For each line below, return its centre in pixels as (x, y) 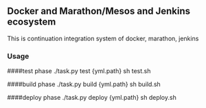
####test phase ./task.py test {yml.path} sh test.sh (79, 71)
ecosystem (32, 22)
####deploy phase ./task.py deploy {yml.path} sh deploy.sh (92, 98)
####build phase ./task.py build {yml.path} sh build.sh (84, 84)
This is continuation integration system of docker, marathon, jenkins (103, 38)
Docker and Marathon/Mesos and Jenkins (99, 11)
